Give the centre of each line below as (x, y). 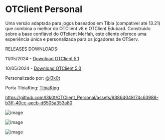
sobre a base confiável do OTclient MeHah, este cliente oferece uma (76, 34)
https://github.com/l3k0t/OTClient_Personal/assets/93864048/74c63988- (82, 97)
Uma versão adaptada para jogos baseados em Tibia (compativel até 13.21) (83, 23)
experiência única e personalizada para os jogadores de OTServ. (72, 39)
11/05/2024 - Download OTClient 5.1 (42, 58)
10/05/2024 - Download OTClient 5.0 (43, 68)
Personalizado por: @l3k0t (33, 78)
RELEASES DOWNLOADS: (32, 49)
